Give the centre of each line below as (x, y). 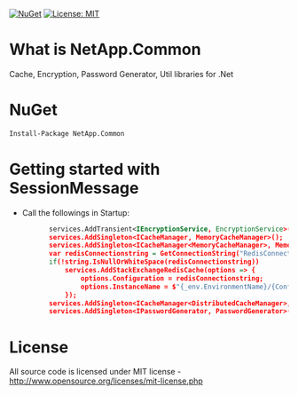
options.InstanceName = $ (128, 287)
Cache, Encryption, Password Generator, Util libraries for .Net (122, 74)
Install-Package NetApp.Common (67, 133)
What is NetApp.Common (105, 50)
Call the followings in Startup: (76, 212)
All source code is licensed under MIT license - (95, 372)
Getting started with (85, 169)
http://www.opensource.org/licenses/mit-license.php (106, 381)
